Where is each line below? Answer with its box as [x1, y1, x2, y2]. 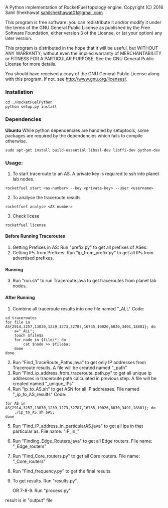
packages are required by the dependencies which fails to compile [5, 132, 143, 138]
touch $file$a [14, 333, 44, 338]
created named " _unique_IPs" [12, 381, 74, 387]
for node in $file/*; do [14, 337, 66, 343]
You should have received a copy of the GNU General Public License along [5, 71, 159, 77]
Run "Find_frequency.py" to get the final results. [12, 468, 112, 474]
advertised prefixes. [12, 255, 54, 261]
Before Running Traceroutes [5, 233, 66, 239]
